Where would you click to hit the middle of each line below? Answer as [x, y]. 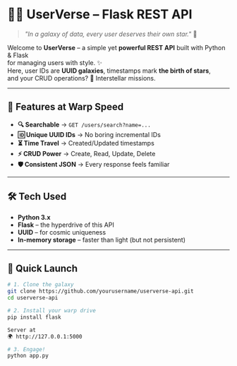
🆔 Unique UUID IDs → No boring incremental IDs [89, 134]
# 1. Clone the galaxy [41, 285]
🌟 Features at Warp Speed [66, 107]
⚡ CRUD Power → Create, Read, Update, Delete [86, 153]
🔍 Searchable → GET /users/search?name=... [84, 124]
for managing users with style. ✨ [55, 62]
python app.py [28, 356]
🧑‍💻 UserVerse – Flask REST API [100, 14]
